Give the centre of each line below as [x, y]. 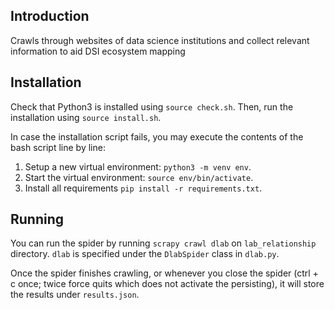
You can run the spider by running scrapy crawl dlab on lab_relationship [163, 243]
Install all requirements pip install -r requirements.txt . [143, 188]
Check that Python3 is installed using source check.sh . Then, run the [152, 106]
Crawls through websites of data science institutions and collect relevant [160, 40]
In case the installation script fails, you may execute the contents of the [157, 136]
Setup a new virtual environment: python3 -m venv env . [138, 166]
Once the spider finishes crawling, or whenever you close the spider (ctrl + [164, 273]
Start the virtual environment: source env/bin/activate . [139, 177]
